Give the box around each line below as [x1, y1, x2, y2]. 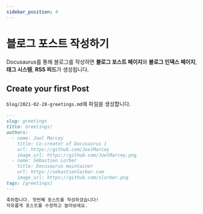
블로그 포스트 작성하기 [6, 37, 109, 50]
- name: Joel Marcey [12, 135, 64, 141]
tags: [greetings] [6, 180, 53, 186]
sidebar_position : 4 [6, 8, 59, 15]
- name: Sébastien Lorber [12, 158, 78, 164]
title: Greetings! [6, 124, 53, 130]
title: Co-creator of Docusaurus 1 [17, 141, 107, 147]
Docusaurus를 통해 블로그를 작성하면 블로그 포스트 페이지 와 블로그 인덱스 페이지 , [6, 58, 197, 65]
